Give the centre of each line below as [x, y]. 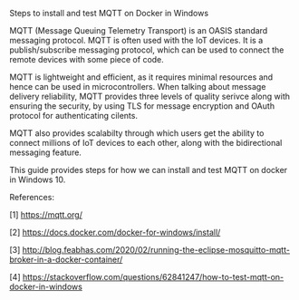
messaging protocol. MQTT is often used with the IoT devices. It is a [136, 40]
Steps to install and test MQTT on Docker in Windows [109, 13]
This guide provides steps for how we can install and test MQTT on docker [149, 170]
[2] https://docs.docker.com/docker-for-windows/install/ [115, 232]
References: [32, 197]
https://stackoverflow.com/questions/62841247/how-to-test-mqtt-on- [153, 277]
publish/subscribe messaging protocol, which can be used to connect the [147, 50]
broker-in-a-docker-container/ [66, 259]
